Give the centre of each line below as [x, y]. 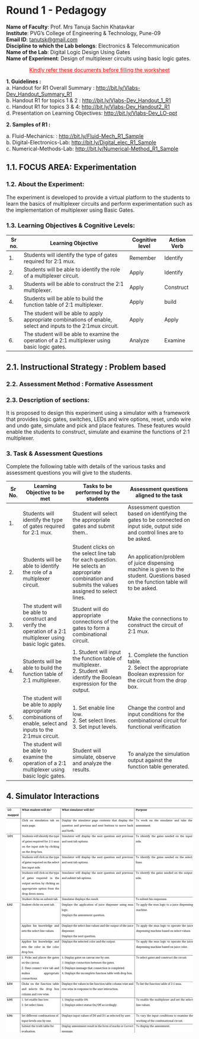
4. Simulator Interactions [53, 796]
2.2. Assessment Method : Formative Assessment [80, 384]
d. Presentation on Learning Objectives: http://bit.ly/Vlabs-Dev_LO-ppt [92, 113]
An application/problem [156, 556]
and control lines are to [155, 533]
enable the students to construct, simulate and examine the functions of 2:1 [98, 432]
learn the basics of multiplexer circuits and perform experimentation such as [99, 203]
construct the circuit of [155, 625]
